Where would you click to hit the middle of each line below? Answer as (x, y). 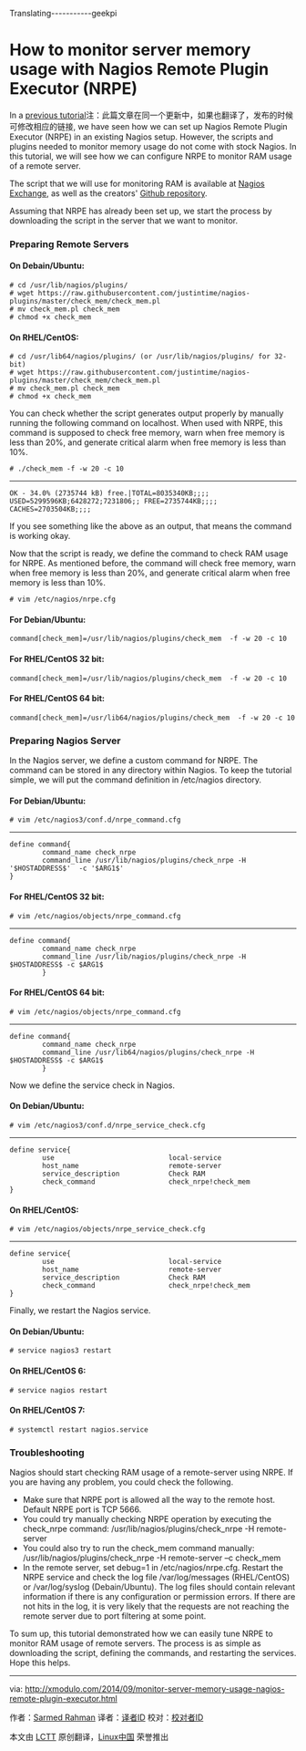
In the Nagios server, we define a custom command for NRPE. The (133, 761)
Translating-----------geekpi (63, 13)
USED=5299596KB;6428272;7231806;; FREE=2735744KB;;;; (114, 502)
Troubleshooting (47, 1452)
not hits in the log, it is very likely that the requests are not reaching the (156, 1606)
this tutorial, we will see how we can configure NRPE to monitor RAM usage (151, 156)
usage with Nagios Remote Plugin (139, 70)
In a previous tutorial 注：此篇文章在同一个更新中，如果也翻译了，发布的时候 (152, 115)
